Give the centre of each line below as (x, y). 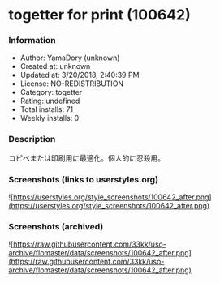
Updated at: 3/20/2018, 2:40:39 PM (80, 75)
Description (32, 139)
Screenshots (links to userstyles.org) (84, 179)
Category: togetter (51, 92)
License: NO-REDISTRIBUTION (72, 84)
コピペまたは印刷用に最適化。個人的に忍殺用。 (86, 158)
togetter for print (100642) (99, 15)
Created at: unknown (55, 66)
